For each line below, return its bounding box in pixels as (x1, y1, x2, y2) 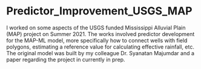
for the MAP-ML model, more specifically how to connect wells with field (6, 37, 188, 44)
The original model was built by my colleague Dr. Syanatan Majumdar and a (6, 49, 195, 56)
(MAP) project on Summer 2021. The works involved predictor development (6, 30, 195, 37)
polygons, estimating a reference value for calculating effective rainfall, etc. (6, 43, 195, 50)
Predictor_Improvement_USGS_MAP (6, 4, 193, 18)
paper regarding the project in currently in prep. (6, 56, 125, 63)
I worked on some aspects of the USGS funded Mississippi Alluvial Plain (6, 24, 186, 31)
